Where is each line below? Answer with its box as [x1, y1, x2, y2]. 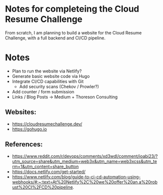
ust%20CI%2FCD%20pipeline [12, 184, 73, 190]
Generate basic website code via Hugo [12, 73, 90, 79]
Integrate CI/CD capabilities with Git [12, 78, 84, 84]
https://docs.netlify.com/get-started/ [12, 169, 86, 175]
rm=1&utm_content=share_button [12, 163, 79, 169]
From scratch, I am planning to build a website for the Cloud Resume [5, 30, 142, 35]
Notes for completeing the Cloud [5, 3, 139, 15]
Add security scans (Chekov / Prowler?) [19, 84, 99, 89]
